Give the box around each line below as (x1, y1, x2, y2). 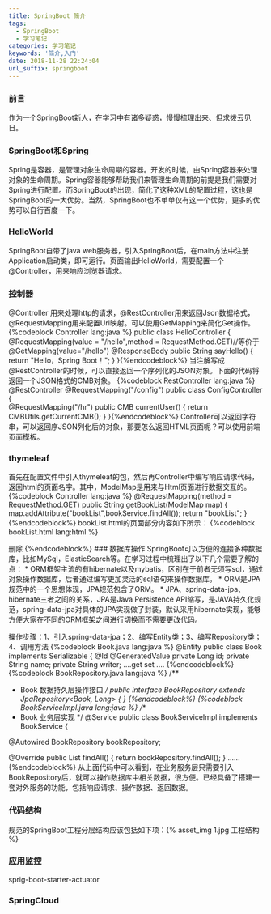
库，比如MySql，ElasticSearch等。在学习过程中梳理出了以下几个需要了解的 (8, 554, 260, 563)
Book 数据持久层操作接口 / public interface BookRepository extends (19, 685, 246, 695)
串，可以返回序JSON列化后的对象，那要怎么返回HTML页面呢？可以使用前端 (8, 422, 261, 431)
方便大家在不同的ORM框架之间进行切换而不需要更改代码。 (8, 614, 202, 624)
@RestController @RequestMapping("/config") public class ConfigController (8, 385, 263, 394)
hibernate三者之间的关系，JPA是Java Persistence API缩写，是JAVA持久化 (8, 594, 255, 604)
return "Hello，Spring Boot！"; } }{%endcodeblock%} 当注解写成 (8, 355, 225, 365)
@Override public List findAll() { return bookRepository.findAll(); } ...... (8, 753, 240, 763)
